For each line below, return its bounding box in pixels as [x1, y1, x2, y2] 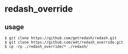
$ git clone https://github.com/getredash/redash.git [4, 36, 117, 40]
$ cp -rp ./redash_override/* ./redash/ [4, 44, 89, 49]
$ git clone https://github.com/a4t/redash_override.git [4, 40, 124, 45]
